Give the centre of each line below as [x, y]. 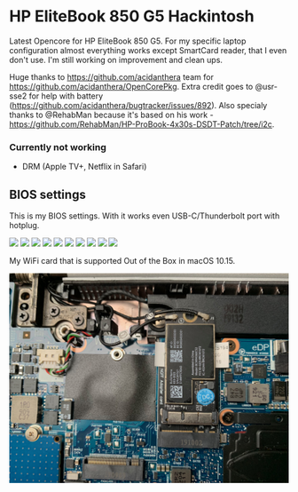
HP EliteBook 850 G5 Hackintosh [132, 16]
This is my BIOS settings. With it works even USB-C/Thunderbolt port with [145, 216]
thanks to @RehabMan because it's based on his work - [112, 115]
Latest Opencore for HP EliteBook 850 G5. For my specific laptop [128, 41]
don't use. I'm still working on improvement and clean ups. [116, 60]
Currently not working [58, 147]
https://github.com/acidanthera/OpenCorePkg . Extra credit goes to [131, 86]
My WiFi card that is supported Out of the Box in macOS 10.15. [122, 261]
